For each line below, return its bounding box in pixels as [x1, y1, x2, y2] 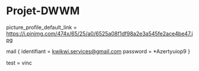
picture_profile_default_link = [6, 24, 77, 31]
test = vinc [6, 59, 33, 66]
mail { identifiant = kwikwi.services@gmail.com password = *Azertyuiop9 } [6, 47, 191, 54]
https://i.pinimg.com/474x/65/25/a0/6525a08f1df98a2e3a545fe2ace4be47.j [6, 30, 193, 37]
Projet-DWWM [6, 4, 80, 18]
